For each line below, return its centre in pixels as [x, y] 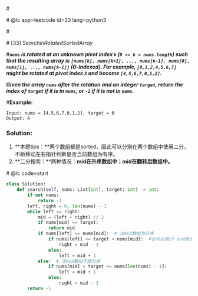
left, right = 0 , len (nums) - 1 [67, 206]
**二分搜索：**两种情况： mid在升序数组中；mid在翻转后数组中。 [94, 161]
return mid [62, 228]
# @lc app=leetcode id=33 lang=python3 [56, 20]
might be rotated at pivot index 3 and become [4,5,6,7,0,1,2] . [84, 73]
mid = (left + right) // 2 [71, 217]
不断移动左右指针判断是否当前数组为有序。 [66, 154]
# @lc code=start [27, 173]
